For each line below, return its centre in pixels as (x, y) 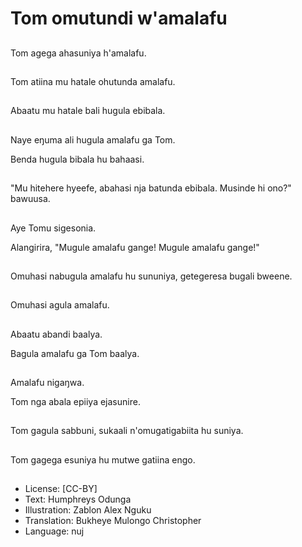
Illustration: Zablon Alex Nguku (88, 510)
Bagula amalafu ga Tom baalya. (75, 353)
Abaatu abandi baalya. (56, 334)
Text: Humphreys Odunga (78, 499)
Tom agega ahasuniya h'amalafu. (78, 53)
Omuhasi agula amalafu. (60, 305)
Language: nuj (54, 531)
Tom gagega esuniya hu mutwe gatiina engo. (103, 459)
